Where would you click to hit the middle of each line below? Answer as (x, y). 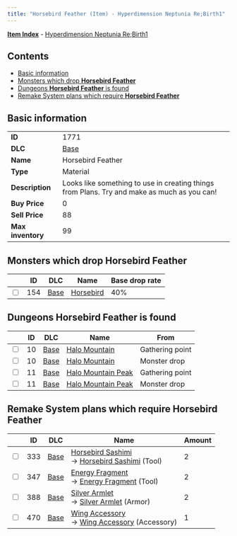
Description (31, 188)
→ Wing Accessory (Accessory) (124, 522)
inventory (28, 236)
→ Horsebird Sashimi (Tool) (116, 461)
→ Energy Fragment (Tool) (115, 481)
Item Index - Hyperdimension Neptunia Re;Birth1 (78, 34)
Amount (197, 440)
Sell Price (27, 215)
